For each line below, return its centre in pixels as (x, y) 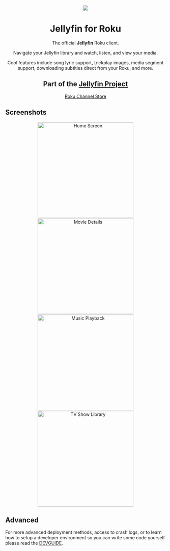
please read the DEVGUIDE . (34, 543)
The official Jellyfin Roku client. (86, 43)
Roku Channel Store (86, 96)
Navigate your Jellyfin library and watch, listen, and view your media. (86, 53)
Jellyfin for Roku (86, 29)
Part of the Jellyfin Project (86, 84)
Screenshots (26, 112)
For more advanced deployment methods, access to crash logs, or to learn (83, 532)
